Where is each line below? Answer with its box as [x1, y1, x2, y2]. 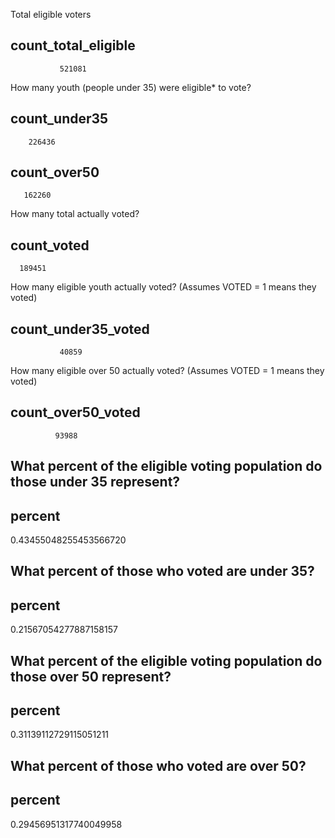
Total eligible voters [10, 9, 92, 20]
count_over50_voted [10, 404, 141, 421]
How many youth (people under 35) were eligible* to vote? [10, 81, 252, 93]
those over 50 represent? [10, 668, 172, 685]
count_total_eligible [10, 37, 136, 54]
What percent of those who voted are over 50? [10, 757, 307, 774]
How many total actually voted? [10, 208, 140, 220]
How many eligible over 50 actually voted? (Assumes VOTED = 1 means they [10, 365, 325, 377]
